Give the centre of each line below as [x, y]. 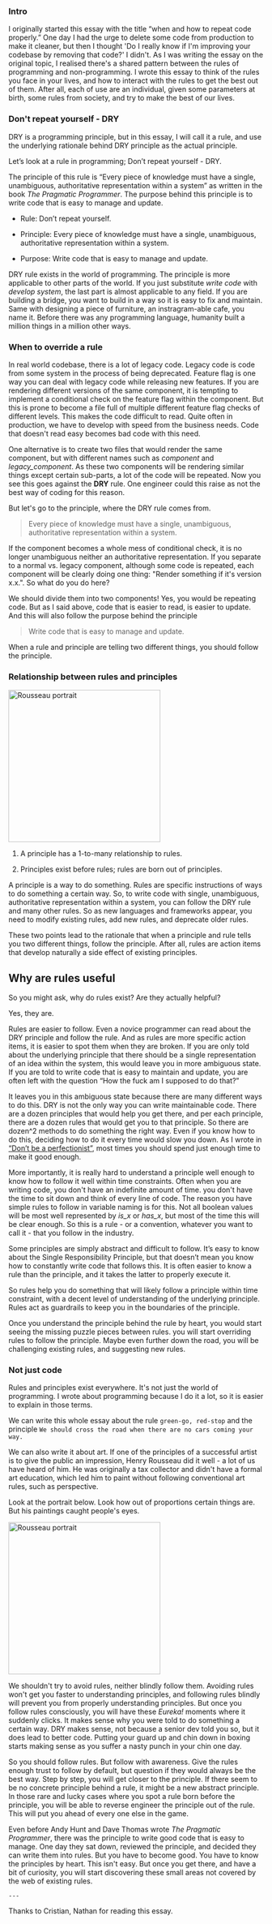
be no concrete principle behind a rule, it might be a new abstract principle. [134, 1788]
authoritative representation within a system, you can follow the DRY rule [130, 902]
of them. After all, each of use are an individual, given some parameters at [132, 89]
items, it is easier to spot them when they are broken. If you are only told [129, 1046]
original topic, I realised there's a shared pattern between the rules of [124, 63]
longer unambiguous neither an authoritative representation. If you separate [135, 557]
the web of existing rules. [51, 1881]
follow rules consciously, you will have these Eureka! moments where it [127, 1712]
